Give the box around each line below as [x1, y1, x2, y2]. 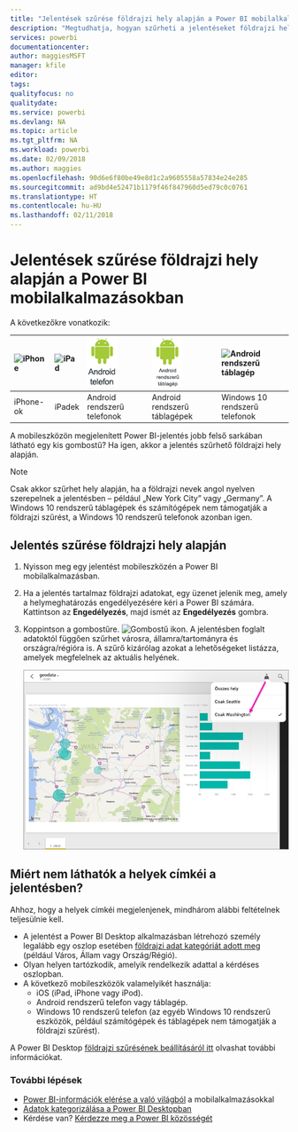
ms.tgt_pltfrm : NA [10, 136, 78, 145]
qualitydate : [10, 98, 58, 107]
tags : [10, 80, 30, 89]
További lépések [10, 1073, 83, 1086]
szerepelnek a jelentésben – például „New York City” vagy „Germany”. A [10, 493, 272, 504]
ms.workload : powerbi [10, 145, 90, 154]
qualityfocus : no [10, 89, 74, 98]
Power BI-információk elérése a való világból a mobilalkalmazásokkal [22, 1094, 275, 1104]
